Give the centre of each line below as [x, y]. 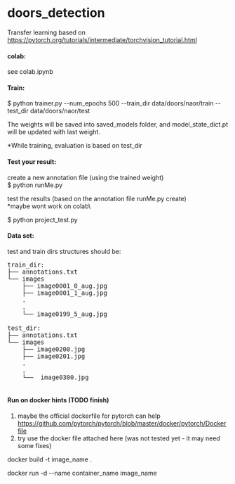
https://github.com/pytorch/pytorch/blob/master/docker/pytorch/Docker [122, 423]
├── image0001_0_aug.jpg [65, 286]
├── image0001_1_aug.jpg [65, 293]
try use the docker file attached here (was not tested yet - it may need [119, 438]
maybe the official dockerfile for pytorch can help [89, 416]
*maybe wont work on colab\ [49, 206]
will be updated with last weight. [54, 132]
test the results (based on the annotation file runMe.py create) [97, 198]
